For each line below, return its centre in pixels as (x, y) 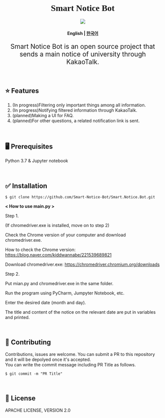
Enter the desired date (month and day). (46, 302)
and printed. (17, 317)
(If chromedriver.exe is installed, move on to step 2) (57, 225)
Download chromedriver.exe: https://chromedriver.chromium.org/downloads (82, 264)
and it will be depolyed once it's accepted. (48, 359)
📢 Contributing (28, 342)
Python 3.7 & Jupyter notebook (37, 161)
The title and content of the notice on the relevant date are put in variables (81, 312)
